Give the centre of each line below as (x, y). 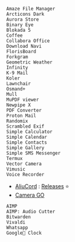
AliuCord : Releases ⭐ (42, 186)
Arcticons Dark (25, 14)
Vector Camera (24, 164)
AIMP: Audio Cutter (31, 211)
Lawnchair (19, 84)
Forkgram (17, 57)
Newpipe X (19, 105)
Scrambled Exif (25, 127)
